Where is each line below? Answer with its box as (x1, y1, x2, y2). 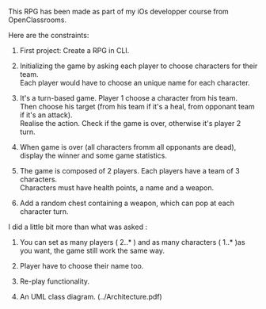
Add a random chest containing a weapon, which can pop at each (19, 198, 235, 208)
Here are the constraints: (8, 31, 89, 40)
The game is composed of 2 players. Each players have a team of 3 (19, 166, 240, 175)
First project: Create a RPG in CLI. (19, 46, 130, 55)
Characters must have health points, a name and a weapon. (19, 183, 215, 193)
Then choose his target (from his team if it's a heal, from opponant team (19, 102, 255, 111)
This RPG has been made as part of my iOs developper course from (8, 7, 230, 16)
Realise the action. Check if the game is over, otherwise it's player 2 (19, 119, 241, 128)
